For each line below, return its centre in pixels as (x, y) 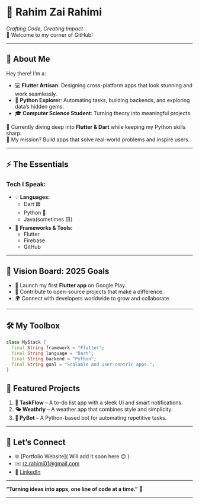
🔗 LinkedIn (28, 472)
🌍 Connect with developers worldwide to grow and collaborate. (92, 299)
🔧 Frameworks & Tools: (44, 228)
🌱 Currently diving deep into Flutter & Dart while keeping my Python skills (96, 126)
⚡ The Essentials (38, 165)
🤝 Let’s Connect (36, 442)
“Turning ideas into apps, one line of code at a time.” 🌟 (75, 489)
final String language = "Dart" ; (53, 353)
